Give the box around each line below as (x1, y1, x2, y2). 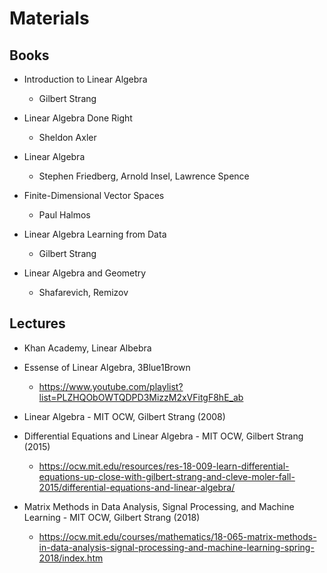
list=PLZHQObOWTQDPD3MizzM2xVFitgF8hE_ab (38, 391, 244, 403)
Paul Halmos (38, 209, 91, 221)
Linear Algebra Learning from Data (23, 228, 167, 240)
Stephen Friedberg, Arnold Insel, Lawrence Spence (38, 170, 250, 182)
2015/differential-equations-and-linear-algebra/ (38, 481, 236, 493)
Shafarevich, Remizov (38, 287, 129, 298)
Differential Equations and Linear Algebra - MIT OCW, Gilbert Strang (23, 430, 304, 442)
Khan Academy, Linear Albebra (23, 342, 152, 354)
